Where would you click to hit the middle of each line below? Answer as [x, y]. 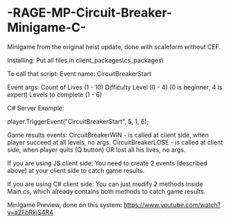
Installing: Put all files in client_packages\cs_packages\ [86, 60]
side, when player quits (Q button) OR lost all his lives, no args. [96, 149]
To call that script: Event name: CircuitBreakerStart [79, 74]
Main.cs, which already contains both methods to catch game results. [106, 191]
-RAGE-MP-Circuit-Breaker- [90, 13]
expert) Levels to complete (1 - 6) [55, 94]
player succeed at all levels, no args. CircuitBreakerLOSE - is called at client [115, 142]
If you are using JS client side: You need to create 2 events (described [107, 163]
